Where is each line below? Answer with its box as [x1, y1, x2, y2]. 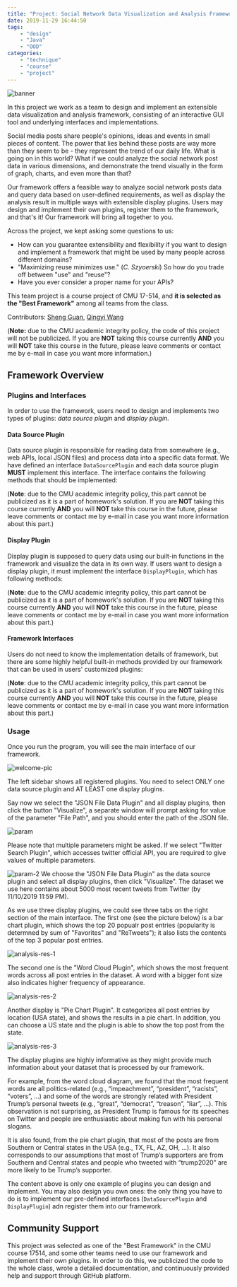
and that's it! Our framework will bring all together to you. [7, 213, 174, 221]
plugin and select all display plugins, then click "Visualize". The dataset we [7, 878, 224, 886]
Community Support [7, 1223, 99, 1235]
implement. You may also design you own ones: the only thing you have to [7, 1187, 223, 1196]
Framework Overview [7, 369, 104, 381]
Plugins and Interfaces [7, 390, 87, 400]
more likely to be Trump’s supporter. [7, 1166, 112, 1175]
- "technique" [20, 57, 61, 64]
